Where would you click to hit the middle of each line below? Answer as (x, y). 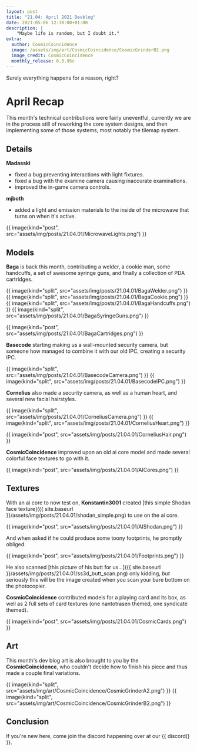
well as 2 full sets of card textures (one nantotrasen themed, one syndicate (97, 604)
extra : (14, 39)
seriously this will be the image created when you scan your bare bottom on (98, 579)
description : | (25, 28)
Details (19, 149)
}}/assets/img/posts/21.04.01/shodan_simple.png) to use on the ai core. (93, 515)
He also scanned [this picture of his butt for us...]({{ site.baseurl (84, 567)
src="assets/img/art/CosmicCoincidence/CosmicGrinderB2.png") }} (89, 703)
